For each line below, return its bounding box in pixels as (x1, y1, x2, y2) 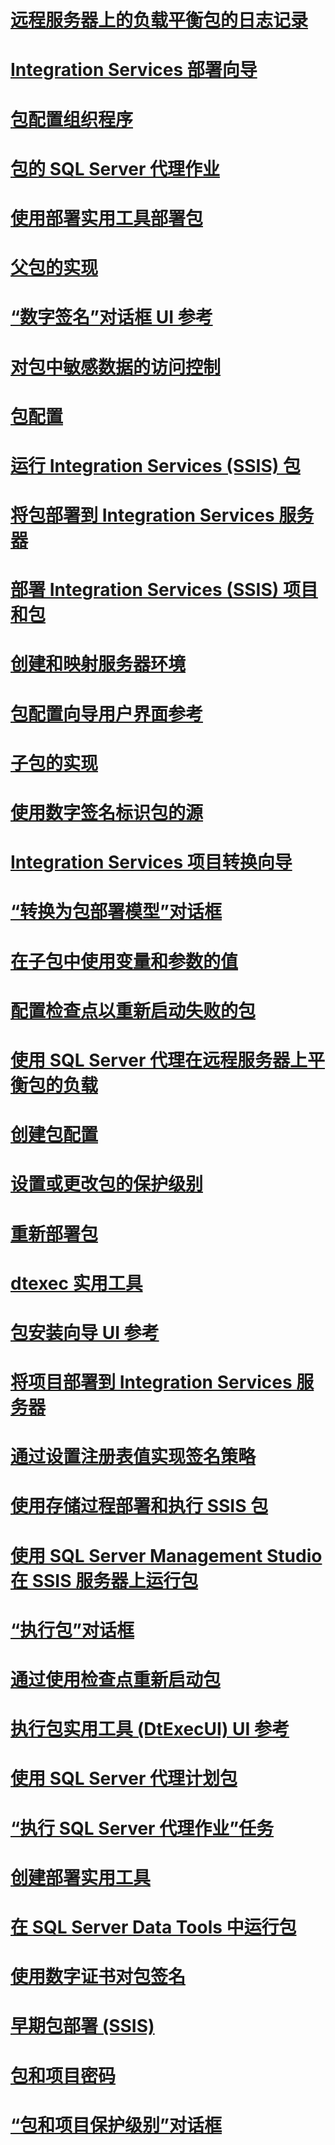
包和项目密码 (10, 2064, 117, 2087)
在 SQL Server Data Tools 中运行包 (10, 1916, 297, 1938)
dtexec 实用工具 (10, 1272, 143, 1295)
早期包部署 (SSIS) (10, 2015, 155, 2038)
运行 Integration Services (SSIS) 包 (10, 454, 301, 477)
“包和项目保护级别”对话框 (10, 2114, 223, 2136)
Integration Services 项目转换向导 (10, 851, 293, 874)
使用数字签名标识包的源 (10, 802, 204, 824)
